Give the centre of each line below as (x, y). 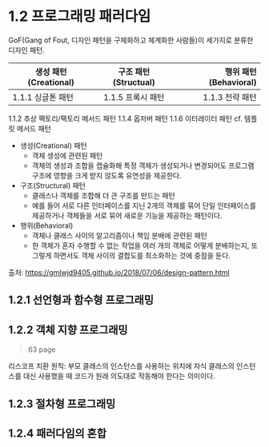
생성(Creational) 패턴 (53, 146)
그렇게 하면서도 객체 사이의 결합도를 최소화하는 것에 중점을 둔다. (131, 255)
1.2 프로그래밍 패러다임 (80, 16)
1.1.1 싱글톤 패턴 (43, 97)
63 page (42, 349)
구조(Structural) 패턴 (52, 186)
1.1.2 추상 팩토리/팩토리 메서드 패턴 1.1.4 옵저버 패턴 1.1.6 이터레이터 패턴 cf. (125, 118)
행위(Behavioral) (46, 225)
